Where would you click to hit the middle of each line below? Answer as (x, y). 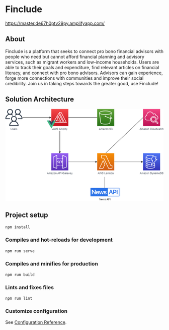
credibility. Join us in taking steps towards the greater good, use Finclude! (82, 83)
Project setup (27, 215)
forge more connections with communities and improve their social (74, 78)
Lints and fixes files (30, 287)
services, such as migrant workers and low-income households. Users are (82, 62)
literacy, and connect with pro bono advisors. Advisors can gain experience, (84, 73)
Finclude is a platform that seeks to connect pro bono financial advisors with (84, 51)
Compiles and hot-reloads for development (59, 240)
